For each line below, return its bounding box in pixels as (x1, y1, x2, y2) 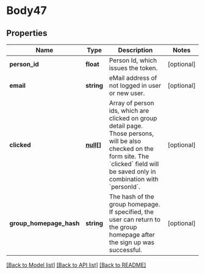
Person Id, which (109, 56, 157, 65)
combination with (109, 175, 159, 183)
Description (118, 46, 153, 54)
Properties (6, 28, 48, 38)
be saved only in (109, 167, 156, 175)
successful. (109, 246, 142, 254)
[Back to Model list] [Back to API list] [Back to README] (6, 261, 146, 269)
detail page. (109, 122, 143, 130)
